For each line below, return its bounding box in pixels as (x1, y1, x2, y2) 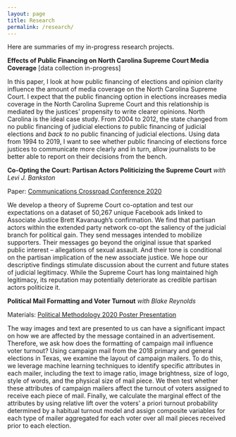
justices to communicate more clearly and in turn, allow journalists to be (7, 145, 216, 154)
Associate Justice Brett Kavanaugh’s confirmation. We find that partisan (7, 216, 216, 224)
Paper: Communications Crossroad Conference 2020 (7, 187, 162, 196)
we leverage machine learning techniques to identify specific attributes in (7, 362, 221, 370)
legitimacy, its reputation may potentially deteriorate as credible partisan (7, 276, 217, 284)
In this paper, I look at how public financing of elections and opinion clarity (7, 78, 223, 86)
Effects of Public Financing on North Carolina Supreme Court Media (7, 56, 209, 65)
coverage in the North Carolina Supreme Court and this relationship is (7, 100, 209, 109)
